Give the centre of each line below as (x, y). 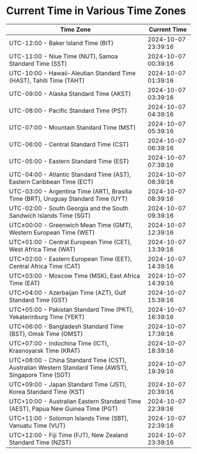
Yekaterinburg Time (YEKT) (47, 317)
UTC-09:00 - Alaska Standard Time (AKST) (70, 93)
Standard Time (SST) (38, 63)
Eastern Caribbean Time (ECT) (51, 181)
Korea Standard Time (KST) (47, 392)
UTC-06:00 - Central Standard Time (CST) (69, 144)
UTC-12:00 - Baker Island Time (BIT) (61, 43)
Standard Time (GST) (38, 300)
